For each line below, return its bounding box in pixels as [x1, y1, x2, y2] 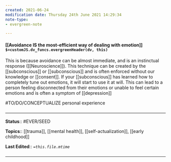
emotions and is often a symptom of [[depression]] [5, 90, 112, 96]
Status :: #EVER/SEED [5, 118, 51, 124]
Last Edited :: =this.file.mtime [5, 143, 70, 149]
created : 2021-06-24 [5, 7, 49, 13]
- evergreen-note [5, 21, 42, 27]
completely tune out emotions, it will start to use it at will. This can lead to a [5, 79, 163, 86]
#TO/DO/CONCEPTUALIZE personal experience [5, 100, 105, 106]
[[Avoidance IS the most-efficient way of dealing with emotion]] [5, 42, 143, 48]
